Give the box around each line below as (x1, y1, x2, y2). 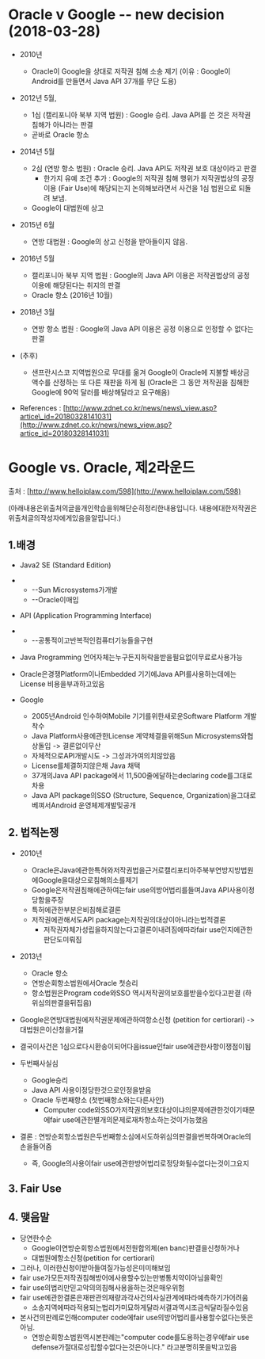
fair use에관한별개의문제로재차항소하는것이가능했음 (50, 1115, 209, 1124)
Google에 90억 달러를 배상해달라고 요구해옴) (31, 387, 170, 397)
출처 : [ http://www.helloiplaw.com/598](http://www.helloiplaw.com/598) (8, 486, 241, 496)
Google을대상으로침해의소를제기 (38, 875, 138, 884)
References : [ (19, 403, 66, 413)
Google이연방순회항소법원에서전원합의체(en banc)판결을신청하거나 (31, 1243, 240, 1253)
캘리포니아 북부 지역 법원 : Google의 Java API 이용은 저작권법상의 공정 (31, 270, 251, 280)
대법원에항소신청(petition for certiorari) (31, 1253, 156, 1262)
